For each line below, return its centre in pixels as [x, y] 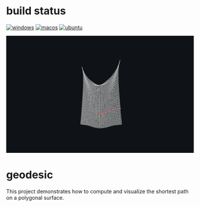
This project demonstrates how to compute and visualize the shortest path [97, 191]
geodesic [30, 175]
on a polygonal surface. [35, 197]
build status [36, 11]
